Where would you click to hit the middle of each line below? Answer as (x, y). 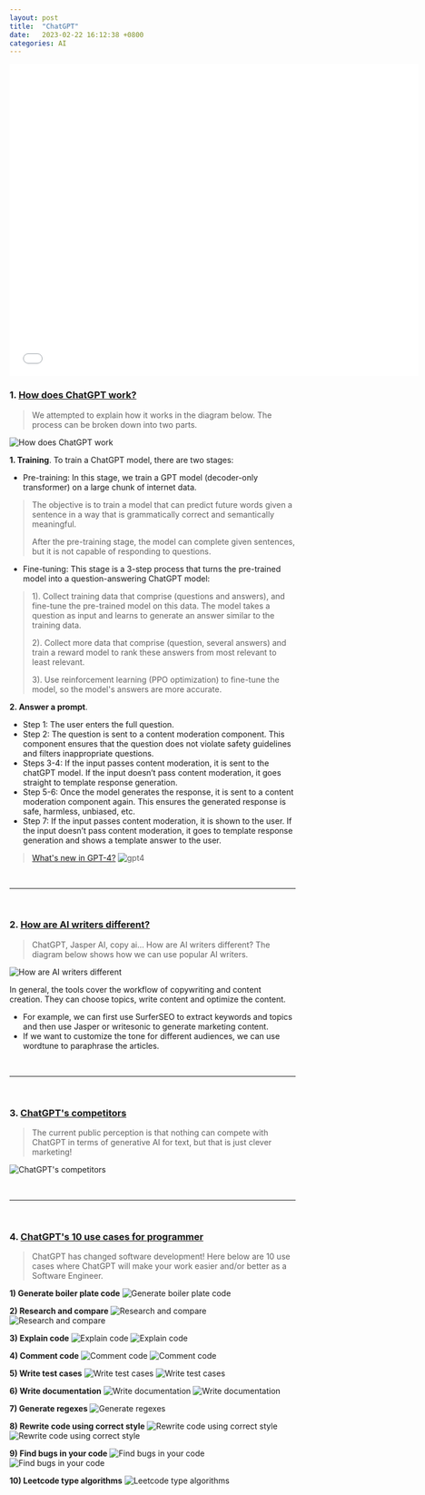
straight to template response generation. (100, 782)
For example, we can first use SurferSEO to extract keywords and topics (158, 1016)
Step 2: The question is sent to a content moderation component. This (153, 734)
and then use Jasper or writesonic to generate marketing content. (146, 1026)
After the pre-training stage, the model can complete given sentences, (163, 541)
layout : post (34, 18)
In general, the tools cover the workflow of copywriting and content (135, 989)
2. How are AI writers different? (80, 925)
